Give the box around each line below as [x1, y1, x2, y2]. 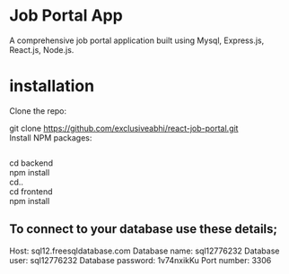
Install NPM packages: [9, 132, 92, 143]
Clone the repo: [9, 105, 67, 116]
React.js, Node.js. [9, 44, 74, 55]
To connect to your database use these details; [9, 221, 278, 237]
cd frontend [9, 185, 53, 197]
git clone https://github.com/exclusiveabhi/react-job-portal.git [9, 123, 239, 133]
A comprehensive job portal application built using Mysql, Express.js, [9, 35, 265, 46]
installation [9, 76, 95, 97]
